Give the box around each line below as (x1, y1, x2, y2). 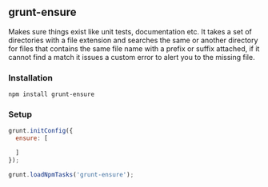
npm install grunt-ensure (8, 90, 94, 98)
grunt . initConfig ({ (8, 127, 74, 135)
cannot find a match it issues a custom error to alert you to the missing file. (8, 52, 255, 62)
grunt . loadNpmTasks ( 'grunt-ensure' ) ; (8, 170, 134, 178)
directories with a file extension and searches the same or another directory (8, 35, 258, 45)
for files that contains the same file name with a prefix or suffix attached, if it (8, 43, 260, 54)
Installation (8, 72, 54, 83)
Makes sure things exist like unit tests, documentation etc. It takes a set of (8, 26, 252, 36)
